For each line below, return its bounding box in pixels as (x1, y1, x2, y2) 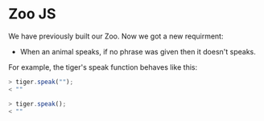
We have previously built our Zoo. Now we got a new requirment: (8, 31, 224, 41)
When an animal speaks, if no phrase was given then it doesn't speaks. (19, 46, 256, 56)
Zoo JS (8, 5, 56, 23)
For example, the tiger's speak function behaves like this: (8, 62, 198, 72)
